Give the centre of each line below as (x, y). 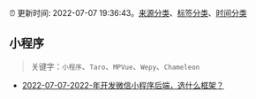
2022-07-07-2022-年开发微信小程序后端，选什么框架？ (123, 85)
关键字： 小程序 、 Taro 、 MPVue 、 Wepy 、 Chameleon (115, 66)
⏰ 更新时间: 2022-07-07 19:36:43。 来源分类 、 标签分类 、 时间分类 (128, 13)
